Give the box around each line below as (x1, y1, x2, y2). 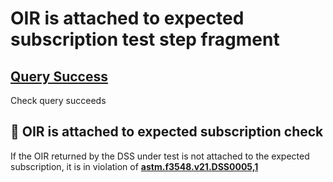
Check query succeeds (10, 95, 107, 106)
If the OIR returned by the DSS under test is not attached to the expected (10, 150, 310, 162)
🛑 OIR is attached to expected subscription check (10, 123, 324, 141)
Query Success (10, 68, 108, 85)
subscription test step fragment (10, 28, 280, 51)
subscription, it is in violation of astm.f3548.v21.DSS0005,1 (10, 160, 259, 172)
